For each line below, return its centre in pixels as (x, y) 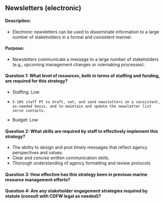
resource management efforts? (38, 179)
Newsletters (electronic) (43, 8)
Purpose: (15, 48)
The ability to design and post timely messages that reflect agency (80, 147)
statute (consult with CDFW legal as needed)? (53, 196)
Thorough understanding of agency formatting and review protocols (81, 163)
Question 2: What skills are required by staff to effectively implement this (82, 131)
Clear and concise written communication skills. (61, 158)
